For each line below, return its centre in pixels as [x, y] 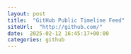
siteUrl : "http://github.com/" [55, 27]
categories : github [36, 40]
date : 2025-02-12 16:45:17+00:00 [58, 33]
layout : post [27, 14]
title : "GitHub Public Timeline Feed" [66, 20]
